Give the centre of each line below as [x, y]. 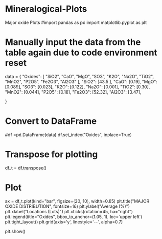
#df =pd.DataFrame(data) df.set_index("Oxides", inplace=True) [69, 135]
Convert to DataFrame [51, 121]
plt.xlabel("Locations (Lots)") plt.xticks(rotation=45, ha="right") [69, 211]
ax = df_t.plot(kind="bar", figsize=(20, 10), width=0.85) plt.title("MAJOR [77, 201]
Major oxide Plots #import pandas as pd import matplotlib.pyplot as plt [76, 22]
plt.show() [15, 231]
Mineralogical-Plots [46, 9]
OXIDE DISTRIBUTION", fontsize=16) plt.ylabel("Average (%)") [68, 206]
